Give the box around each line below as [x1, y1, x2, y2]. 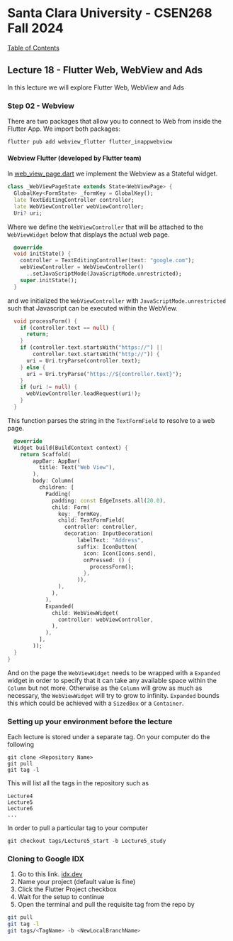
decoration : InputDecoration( [64, 530, 154, 537]
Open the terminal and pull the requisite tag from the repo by [17, 900, 195, 909]
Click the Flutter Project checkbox [17, 885, 117, 893]
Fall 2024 [7, 20, 64, 36]
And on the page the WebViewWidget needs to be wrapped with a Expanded [7, 668, 221, 677]
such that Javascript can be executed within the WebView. [7, 303, 178, 312]
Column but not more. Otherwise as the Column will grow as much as [7, 684, 203, 692]
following [7, 740, 34, 748]
